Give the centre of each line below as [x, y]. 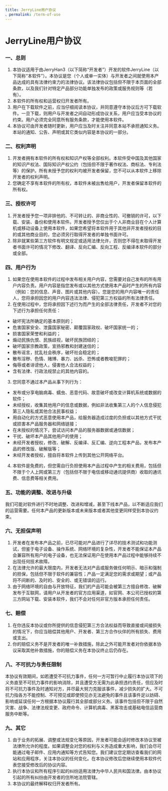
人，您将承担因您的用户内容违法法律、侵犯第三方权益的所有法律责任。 [85, 298]
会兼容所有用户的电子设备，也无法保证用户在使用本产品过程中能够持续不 [87, 555]
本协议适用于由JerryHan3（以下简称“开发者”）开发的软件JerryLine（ [83, 69]
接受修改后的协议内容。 [45, 765]
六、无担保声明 [23, 531]
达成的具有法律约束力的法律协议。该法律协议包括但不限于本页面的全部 [89, 82]
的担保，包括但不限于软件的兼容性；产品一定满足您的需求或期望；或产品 [87, 574]
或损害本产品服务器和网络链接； [45, 424]
